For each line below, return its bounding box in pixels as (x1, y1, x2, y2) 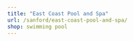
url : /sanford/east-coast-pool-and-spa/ (7, 17, 128, 24)
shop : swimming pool (7, 23, 68, 30)
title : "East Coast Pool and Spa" (7, 10, 109, 17)
